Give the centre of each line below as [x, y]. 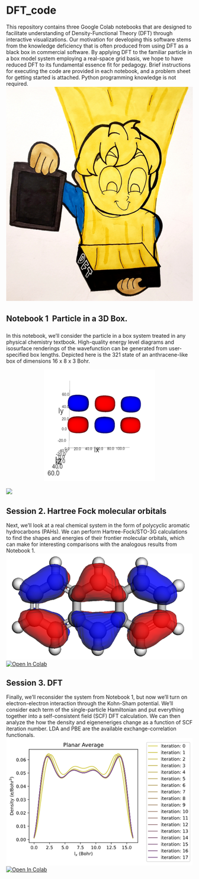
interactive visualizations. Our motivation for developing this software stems [99, 39]
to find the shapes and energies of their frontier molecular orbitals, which [95, 538]
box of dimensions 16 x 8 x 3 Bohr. [48, 361]
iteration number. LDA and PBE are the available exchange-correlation [91, 729]
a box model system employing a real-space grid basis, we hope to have [95, 58]
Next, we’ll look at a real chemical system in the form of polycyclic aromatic [98, 525]
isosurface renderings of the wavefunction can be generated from [87, 349]
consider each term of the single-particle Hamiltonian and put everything [95, 710]
